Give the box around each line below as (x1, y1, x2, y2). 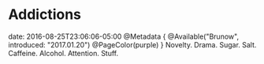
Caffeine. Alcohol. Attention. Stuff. (8, 48, 119, 58)
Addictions (8, 6, 81, 24)
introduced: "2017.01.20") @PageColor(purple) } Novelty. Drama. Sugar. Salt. (8, 40, 257, 49)
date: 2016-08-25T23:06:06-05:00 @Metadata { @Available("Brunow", (8, 32, 239, 41)
